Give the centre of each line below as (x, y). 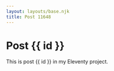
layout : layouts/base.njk (38, 11)
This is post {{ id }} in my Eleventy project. (57, 62)
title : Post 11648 (28, 17)
